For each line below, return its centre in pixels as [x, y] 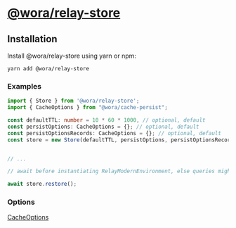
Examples [25, 86]
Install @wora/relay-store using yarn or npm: [72, 56]
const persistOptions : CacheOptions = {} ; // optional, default [103, 127]
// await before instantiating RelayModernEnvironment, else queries [111, 171]
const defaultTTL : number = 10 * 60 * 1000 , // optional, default [106, 120]
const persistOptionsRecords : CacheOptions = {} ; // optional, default [114, 133]
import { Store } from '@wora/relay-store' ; [73, 101]
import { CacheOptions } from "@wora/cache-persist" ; [88, 108]
